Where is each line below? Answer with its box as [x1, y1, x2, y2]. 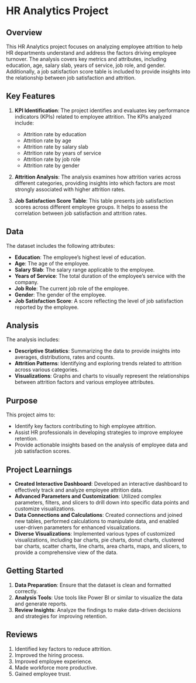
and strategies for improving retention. [14, 613, 108, 620]
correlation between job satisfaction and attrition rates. [14, 210, 147, 217]
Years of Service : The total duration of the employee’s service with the [14, 272, 185, 280]
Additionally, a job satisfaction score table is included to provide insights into [6, 68, 191, 75]
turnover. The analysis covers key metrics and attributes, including [6, 56, 167, 62]
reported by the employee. [14, 304, 79, 311]
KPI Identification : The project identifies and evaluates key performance [14, 107, 190, 114]
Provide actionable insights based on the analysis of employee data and [14, 442, 188, 449]
